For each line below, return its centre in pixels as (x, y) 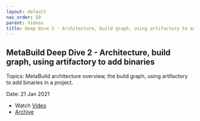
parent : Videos (25, 23)
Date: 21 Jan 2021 (28, 94)
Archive (24, 112)
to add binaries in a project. (40, 83)
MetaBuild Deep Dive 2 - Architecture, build (88, 52)
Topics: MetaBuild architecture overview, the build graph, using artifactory (97, 76)
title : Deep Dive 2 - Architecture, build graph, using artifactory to (97, 28)
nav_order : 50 (24, 17)
